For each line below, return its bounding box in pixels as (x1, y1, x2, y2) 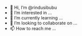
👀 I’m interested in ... (9, 10, 52, 16)
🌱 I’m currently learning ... (9, 15, 63, 20)
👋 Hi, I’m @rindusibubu (9, 5, 57, 10)
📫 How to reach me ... (9, 26, 56, 31)
